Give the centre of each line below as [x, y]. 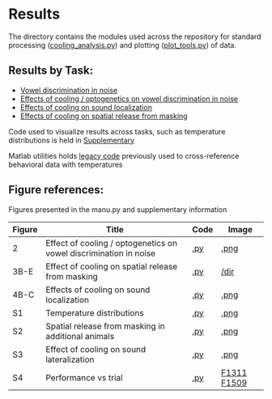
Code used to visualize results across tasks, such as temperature [117, 131]
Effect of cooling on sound [96, 349]
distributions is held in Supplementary [72, 140]
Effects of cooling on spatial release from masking [104, 116]
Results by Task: [51, 71]
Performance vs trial [84, 377]
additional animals [80, 336]
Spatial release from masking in [105, 326]
